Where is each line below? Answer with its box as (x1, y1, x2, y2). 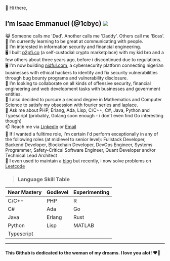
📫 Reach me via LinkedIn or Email (5, 123, 77, 129)
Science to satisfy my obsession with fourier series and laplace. (5, 102, 138, 108)
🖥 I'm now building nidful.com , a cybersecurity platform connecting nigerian (5, 62, 164, 68)
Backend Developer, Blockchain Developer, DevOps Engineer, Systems (5, 142, 153, 148)
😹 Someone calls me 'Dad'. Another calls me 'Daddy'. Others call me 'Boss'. (5, 33, 165, 39)
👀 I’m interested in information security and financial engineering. (5, 43, 142, 50)
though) (5, 118, 22, 124)
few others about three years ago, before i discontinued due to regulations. (5, 56, 162, 63)
